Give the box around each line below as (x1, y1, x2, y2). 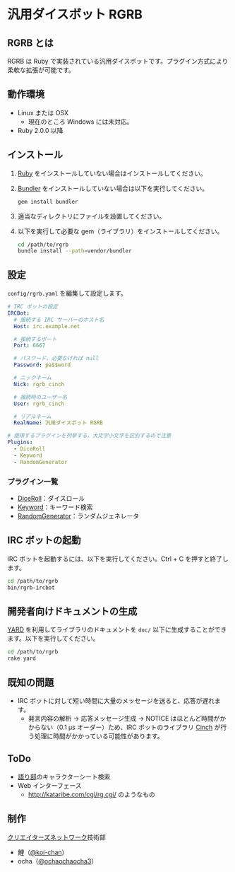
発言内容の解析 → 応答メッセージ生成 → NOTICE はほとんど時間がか (28, 714, 227, 722)
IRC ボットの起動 (7, 535, 81, 547)
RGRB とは (7, 37, 54, 49)
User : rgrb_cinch (13, 400, 65, 407)
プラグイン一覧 (7, 477, 59, 487)
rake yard (7, 655, 37, 662)
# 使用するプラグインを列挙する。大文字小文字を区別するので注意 (7, 432, 171, 439)
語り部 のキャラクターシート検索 (17, 772, 111, 781)
